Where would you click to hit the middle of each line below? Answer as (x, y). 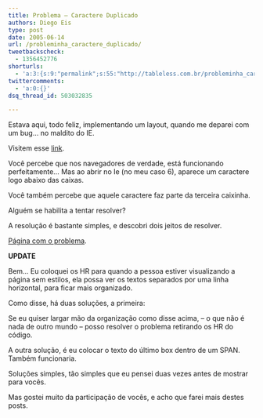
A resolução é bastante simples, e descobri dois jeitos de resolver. (115, 226)
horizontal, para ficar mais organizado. (70, 288)
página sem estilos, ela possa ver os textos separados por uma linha (119, 280)
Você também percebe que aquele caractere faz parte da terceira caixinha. (129, 195)
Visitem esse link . (36, 148)
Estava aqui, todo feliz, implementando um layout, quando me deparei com (129, 125)
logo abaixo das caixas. (46, 180)
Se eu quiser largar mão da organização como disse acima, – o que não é (126, 318)
